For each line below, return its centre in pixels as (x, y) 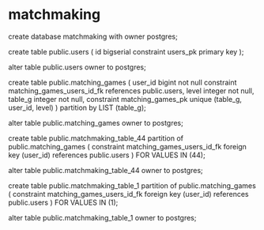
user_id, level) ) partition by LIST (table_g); (77, 107)
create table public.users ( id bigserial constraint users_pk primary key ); (126, 51)
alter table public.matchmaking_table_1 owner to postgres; (102, 217)
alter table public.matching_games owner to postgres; (96, 123)
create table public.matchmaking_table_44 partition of (96, 138)
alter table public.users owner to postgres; (77, 67)
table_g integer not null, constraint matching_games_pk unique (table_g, (125, 99)
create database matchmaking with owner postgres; (93, 36)
